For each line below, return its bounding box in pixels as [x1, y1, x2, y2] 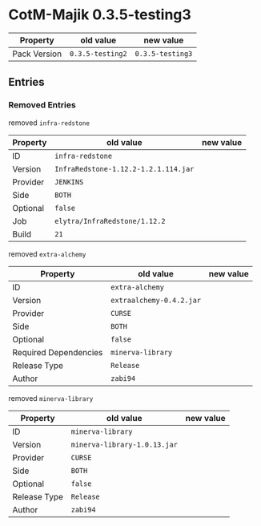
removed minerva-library [8, 393, 94, 403]
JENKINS [54, 177, 84, 186]
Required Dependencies [12, 346, 103, 358]
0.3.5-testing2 [69, 49, 127, 58]
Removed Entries [8, 99, 76, 111]
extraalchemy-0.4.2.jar [110, 295, 202, 305]
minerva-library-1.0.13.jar [70, 439, 179, 449]
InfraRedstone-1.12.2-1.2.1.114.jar [54, 164, 195, 173]
